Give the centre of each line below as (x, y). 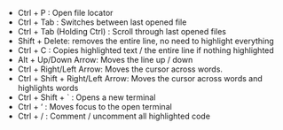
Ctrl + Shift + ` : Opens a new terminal (86, 97)
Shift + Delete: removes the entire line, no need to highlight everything (146, 41)
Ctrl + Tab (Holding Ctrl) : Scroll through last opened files (122, 31)
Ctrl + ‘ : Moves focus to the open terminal (95, 107)
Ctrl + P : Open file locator (65, 13)
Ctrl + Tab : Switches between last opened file (102, 22)
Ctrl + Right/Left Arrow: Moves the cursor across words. (120, 69)
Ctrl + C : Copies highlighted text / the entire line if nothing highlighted (146, 50)
